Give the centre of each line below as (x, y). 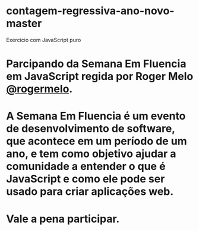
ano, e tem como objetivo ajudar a (91, 154)
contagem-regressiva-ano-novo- (90, 11)
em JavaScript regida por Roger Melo (100, 77)
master (24, 23)
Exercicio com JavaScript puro (44, 40)
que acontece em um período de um (97, 141)
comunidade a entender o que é (86, 166)
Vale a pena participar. (63, 219)
